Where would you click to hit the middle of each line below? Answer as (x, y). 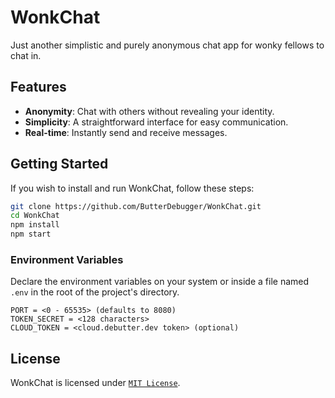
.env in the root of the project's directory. (95, 292)
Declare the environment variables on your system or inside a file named (160, 282)
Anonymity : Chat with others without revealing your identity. (149, 111)
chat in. (26, 55)
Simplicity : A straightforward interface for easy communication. (156, 122)
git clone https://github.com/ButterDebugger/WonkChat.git (136, 206)
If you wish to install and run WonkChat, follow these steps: (132, 188)
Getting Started (59, 164)
